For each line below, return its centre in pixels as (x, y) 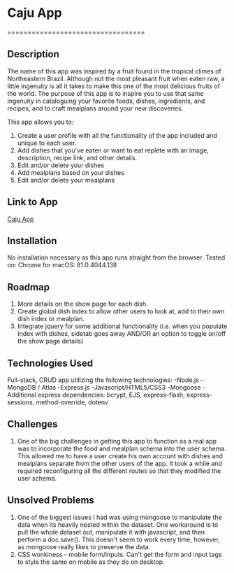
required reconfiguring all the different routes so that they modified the (119, 471)
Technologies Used (50, 363)
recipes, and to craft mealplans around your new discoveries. (95, 108)
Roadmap (29, 287)
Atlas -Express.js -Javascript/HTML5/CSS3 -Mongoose (121, 387)
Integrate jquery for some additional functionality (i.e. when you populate (122, 326)
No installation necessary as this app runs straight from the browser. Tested (116, 257)
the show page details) (50, 341)
